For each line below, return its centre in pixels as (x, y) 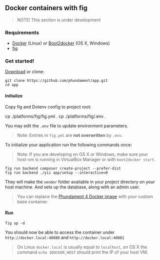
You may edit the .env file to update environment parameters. (67, 126)
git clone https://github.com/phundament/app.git (57, 81)
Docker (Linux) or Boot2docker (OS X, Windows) (61, 43)
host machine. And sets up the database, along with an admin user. (73, 187)
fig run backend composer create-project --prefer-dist (63, 168)
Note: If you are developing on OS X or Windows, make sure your (82, 154)
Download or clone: (25, 72)
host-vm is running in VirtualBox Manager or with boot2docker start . (86, 159)
